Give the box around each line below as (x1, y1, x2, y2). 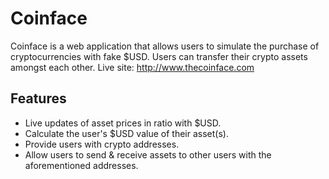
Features (10, 90, 67, 107)
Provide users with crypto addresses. (24, 138, 180, 150)
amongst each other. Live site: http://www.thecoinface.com (10, 61, 255, 73)
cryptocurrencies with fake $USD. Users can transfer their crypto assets (10, 50, 308, 62)
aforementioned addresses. (24, 159, 139, 171)
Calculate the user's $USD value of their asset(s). (24, 127, 229, 139)
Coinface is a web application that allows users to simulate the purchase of (10, 40, 320, 52)
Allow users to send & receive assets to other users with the (24, 148, 272, 161)
